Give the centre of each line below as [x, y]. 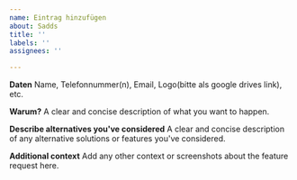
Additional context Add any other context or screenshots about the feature [149, 156]
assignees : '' [36, 51]
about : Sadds [34, 26]
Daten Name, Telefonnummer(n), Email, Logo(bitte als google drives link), [146, 85]
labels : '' [30, 43]
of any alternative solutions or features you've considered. [118, 139]
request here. [34, 166]
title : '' [28, 34]
